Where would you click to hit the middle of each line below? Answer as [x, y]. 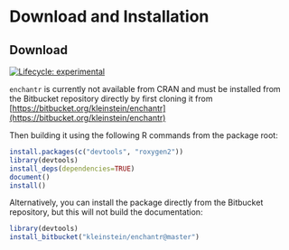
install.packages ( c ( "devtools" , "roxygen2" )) [96, 152]
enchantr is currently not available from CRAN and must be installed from [145, 89]
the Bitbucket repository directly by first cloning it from [111, 98]
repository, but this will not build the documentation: [106, 212]
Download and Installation [109, 17]
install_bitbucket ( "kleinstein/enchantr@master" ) [105, 237]
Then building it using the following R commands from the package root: [144, 135]
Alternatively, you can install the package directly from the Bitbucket [136, 203]
